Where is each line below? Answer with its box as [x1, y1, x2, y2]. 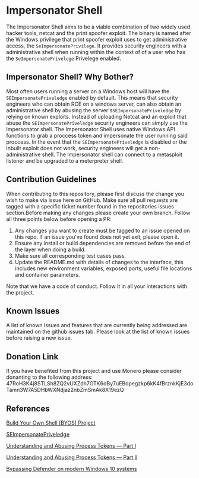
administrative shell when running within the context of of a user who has [6, 48, 186, 55]
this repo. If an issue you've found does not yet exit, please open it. [14, 233, 179, 240]
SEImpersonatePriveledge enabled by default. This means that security [6, 94, 178, 101]
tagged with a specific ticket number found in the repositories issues [6, 202, 174, 210]
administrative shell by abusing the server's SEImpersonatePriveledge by [6, 106, 181, 113]
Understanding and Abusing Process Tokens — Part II [6, 454, 138, 461]
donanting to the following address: [6, 373, 93, 381]
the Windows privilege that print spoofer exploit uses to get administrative [6, 36, 187, 43]
